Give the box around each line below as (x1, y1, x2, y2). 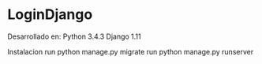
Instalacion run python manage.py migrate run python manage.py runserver (7, 47, 254, 56)
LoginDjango (7, 6, 93, 24)
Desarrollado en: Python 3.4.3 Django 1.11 (7, 32, 141, 41)
